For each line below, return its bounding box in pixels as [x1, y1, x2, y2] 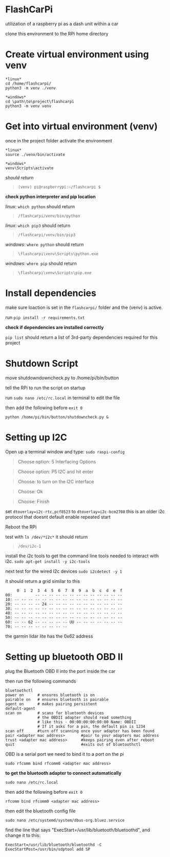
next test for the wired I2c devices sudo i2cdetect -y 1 [5, 568, 122, 574]
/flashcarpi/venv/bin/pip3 [17, 232, 76, 238]
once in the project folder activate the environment [5, 137, 113, 143]
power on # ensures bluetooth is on [5, 692, 95, 698]
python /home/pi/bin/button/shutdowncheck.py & [5, 414, 109, 420]
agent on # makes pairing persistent [5, 701, 97, 706]
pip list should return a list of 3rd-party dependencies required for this [5, 334, 158, 340]
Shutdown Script [5, 357, 78, 369]
